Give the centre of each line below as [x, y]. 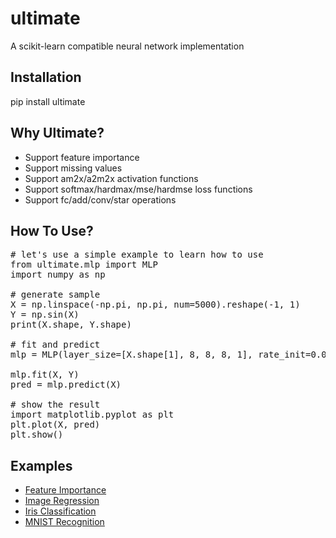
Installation [46, 77]
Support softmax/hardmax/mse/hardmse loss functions [138, 189]
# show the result [55, 405]
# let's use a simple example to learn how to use [137, 255]
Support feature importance [82, 157]
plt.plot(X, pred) [55, 425]
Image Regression [62, 501]
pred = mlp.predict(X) [66, 385]
